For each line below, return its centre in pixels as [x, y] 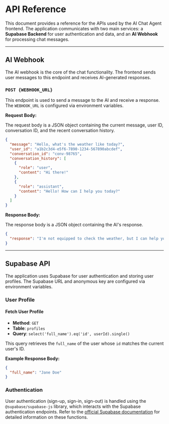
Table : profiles [29, 328]
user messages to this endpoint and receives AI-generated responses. [78, 77]
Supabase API [28, 264]
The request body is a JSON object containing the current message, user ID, [84, 125]
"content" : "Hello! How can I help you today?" [69, 191]
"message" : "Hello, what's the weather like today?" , [67, 144]
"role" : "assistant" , [41, 187]
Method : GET [25, 323]
